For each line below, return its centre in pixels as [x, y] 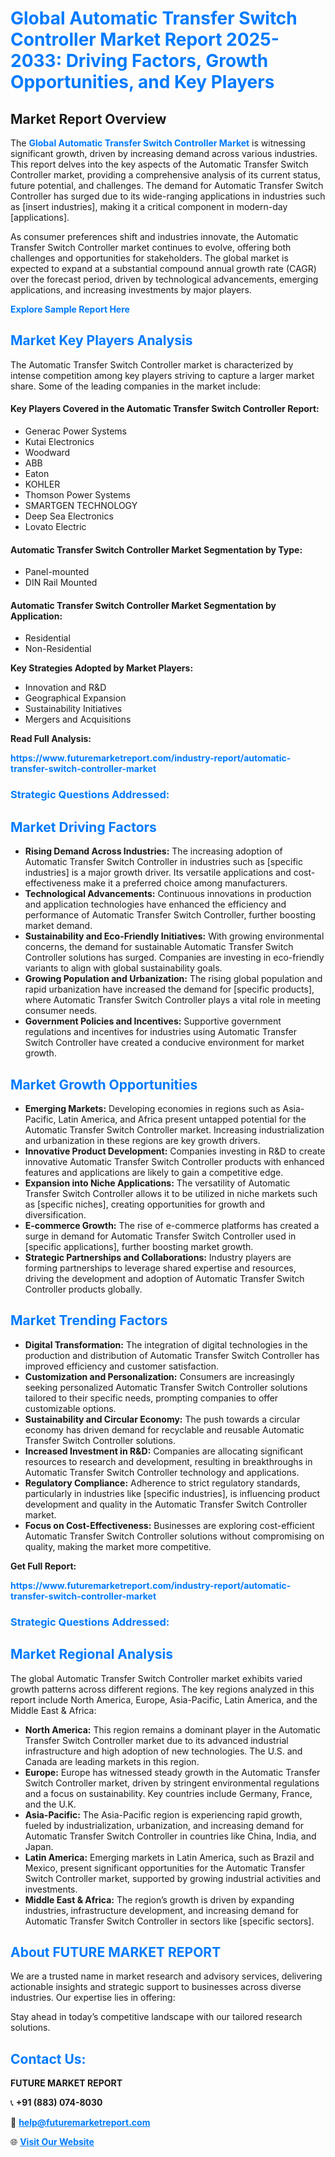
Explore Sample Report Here [70, 309]
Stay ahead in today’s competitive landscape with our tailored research [156, 2017]
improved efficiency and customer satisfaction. [122, 1366]
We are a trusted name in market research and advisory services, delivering [166, 1976]
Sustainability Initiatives [73, 709]
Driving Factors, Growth [167, 61]
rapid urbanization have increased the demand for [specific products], [169, 989]
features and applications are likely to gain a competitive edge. [154, 1172]
